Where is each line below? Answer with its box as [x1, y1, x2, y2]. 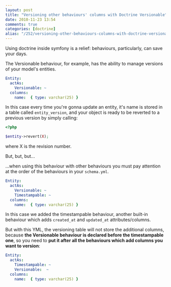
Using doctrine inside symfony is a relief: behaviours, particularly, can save [5, 45, 163, 51]
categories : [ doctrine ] [5, 27, 56, 32]
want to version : [5, 243, 41, 249]
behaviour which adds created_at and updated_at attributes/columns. [5, 217, 151, 223]
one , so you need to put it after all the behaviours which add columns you [5, 237, 163, 244]
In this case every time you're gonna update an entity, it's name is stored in [5, 104, 163, 110]
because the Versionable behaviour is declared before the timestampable [5, 232, 164, 238]
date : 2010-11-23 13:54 [5, 17, 56, 22]
